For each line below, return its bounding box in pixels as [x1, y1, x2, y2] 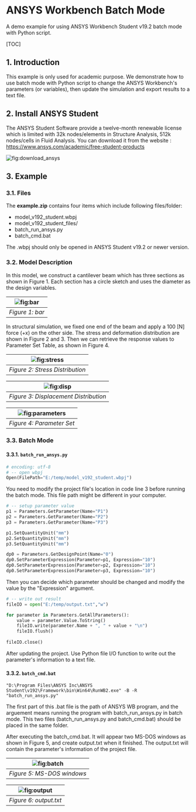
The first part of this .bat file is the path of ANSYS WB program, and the [6, 703, 178, 710]
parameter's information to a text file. [6, 656, 96, 663]
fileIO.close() [6, 640, 43, 645]
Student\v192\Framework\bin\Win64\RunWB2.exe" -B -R [6, 688, 137, 694]
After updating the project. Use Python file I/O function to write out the [6, 650, 176, 657]
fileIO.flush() [16, 628, 54, 634]
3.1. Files [6, 189, 31, 197]
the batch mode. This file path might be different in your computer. [6, 492, 167, 499]
